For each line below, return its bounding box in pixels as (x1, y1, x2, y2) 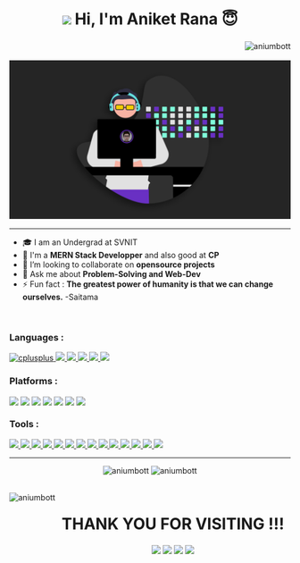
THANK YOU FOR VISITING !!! (61, 514, 285, 534)
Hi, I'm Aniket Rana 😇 (74, 9, 238, 29)
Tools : (9, 418, 39, 431)
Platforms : (9, 374, 58, 387)
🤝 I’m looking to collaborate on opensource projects (21, 259, 216, 270)
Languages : (9, 331, 64, 343)
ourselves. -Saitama (21, 291, 99, 302)
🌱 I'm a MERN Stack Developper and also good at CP (21, 249, 220, 260)
